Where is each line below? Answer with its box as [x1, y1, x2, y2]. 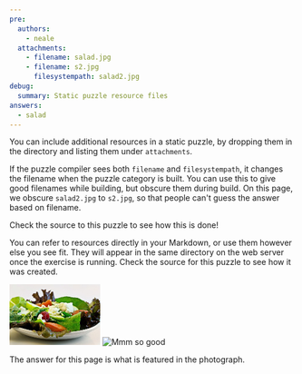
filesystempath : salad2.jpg [33, 73, 141, 82]
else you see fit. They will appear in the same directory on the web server [9, 247, 284, 258]
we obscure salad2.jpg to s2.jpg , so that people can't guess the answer [9, 192, 280, 203]
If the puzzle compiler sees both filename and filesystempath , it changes [9, 163, 284, 174]
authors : [17, 24, 51, 34]
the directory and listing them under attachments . [9, 146, 193, 157]
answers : [9, 101, 43, 110]
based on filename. [9, 202, 82, 213]
